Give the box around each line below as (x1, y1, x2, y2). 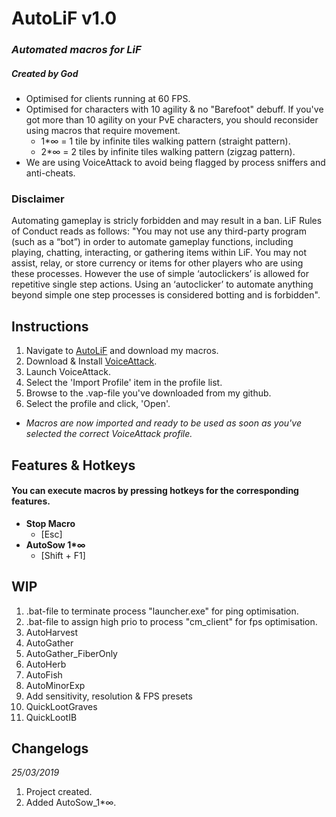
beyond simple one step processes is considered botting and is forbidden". (11, 289, 321, 301)
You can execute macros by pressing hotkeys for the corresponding (11, 485, 299, 497)
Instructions (11, 318, 89, 335)
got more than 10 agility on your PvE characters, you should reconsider (25, 114, 319, 126)
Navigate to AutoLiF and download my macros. (25, 345, 219, 357)
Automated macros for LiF (11, 43, 142, 57)
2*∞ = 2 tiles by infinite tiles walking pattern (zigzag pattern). (40, 146, 296, 158)
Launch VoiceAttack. (25, 366, 111, 378)
